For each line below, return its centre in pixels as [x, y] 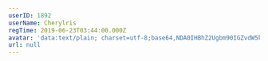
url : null [25, 45]
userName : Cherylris [43, 23]
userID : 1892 [30, 15]
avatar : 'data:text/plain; [53, 38]
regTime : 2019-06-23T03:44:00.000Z [67, 30]
